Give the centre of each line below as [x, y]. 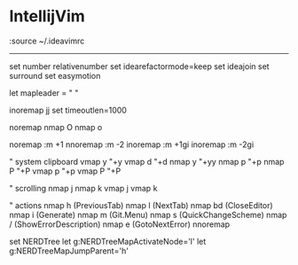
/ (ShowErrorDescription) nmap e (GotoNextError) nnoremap [120, 224]
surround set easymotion [55, 75]
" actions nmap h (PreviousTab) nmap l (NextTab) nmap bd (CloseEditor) [141, 205]
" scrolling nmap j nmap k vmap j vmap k [83, 188]
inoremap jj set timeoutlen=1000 [68, 110]
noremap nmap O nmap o [56, 127]
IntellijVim [47, 16]
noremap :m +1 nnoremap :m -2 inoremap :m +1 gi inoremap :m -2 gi [132, 144]
